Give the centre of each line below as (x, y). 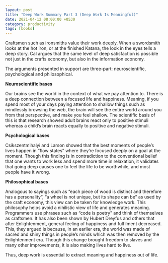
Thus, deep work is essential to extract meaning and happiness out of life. (82, 255)
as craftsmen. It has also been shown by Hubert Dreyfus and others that (80, 218)
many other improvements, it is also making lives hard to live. (68, 245)
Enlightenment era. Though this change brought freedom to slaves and (78, 240)
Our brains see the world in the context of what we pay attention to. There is (84, 94)
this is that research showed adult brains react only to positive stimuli (77, 120)
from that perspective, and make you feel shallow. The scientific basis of (80, 115)
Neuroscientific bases (29, 84)
